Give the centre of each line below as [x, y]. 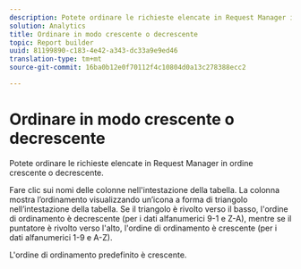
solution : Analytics [48, 26]
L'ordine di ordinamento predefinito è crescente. [98, 255]
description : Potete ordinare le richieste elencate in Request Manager [148, 17]
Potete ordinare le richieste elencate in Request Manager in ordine [131, 163]
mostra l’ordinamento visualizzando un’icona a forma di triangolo [129, 199]
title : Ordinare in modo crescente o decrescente [104, 34]
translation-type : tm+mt [56, 59]
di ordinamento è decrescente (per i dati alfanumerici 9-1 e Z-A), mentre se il [150, 218]
